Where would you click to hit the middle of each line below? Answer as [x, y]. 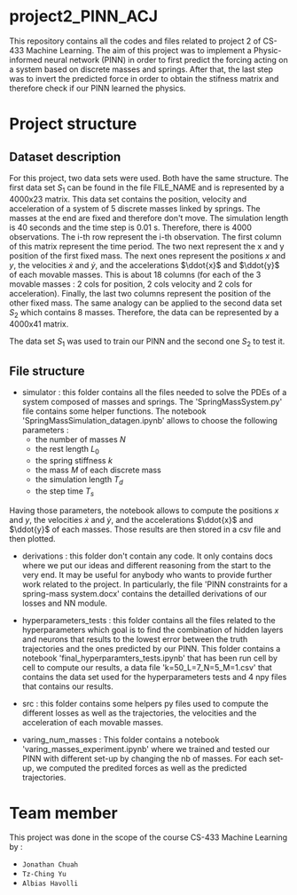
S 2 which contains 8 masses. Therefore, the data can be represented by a [144, 313]
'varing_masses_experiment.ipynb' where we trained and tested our [146, 748]
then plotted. [32, 538]
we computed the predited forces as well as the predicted [141, 768]
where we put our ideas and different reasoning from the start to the [146, 565]
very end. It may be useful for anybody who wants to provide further [147, 574]
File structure [47, 371]
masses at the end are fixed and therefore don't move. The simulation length [149, 218]
